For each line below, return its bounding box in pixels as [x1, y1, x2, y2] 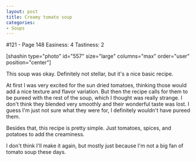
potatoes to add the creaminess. [6, 131, 85, 138]
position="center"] [6, 59, 51, 66]
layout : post [6, 8, 38, 15]
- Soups [6, 25, 25, 31]
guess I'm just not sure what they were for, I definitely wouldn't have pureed [6, 107, 190, 114]
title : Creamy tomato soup [6, 14, 72, 20]
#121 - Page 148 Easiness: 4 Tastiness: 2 [6, 41, 105, 48]
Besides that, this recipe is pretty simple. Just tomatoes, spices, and [6, 124, 172, 132]
